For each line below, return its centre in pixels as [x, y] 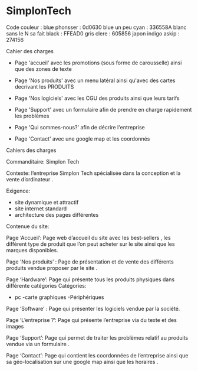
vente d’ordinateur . [30, 179]
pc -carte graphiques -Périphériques [59, 297]
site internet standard [41, 209]
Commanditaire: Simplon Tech [43, 161]
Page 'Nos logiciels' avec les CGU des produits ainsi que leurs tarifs [97, 98]
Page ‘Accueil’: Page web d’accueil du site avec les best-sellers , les [88, 237]
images [15, 326]
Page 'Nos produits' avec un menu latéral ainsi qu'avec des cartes [95, 80]
